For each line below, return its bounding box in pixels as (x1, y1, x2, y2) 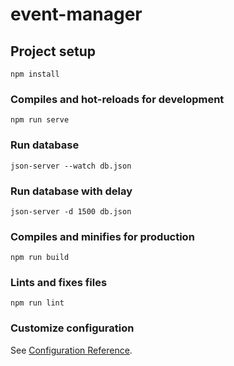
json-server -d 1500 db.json (10, 206, 132, 217)
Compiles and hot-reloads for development (10, 92, 225, 106)
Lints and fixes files (10, 276, 108, 290)
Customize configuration (10, 321, 135, 335)
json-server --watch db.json (10, 161, 132, 171)
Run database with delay (10, 184, 133, 198)
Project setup (10, 43, 97, 60)
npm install (10, 69, 60, 79)
